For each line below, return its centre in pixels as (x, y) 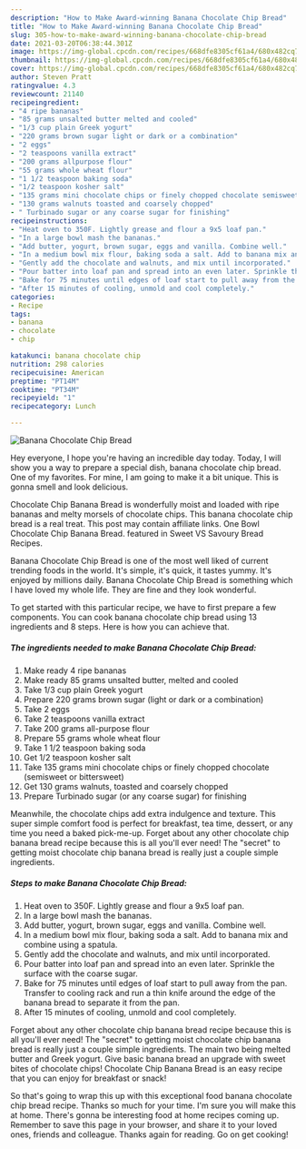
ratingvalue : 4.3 (43, 86)
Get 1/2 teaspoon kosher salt (77, 757)
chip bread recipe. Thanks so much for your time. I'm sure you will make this (153, 1105)
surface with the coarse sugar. (81, 973)
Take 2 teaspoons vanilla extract (84, 719)
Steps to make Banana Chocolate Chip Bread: (99, 882)
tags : (20, 314)
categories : (33, 297)
